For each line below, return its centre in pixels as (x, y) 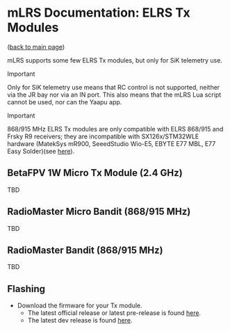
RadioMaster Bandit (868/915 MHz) (85, 250)
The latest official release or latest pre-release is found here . (114, 313)
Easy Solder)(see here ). (41, 151)
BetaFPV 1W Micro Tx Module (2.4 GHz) (95, 173)
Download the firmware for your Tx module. (80, 306)
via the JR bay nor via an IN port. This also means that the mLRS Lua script (114, 95)
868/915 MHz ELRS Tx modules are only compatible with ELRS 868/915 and (115, 129)
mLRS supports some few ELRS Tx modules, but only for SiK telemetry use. (115, 60)
